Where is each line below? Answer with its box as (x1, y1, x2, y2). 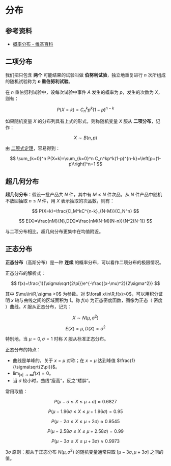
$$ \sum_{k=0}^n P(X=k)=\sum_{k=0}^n (10, 156, 94, 162)
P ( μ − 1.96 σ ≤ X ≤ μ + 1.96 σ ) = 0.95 (48, 408, 123, 415)
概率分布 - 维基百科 (12, 41, 53, 47)
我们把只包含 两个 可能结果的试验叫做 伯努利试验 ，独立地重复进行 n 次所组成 (5, 72, 166, 78)
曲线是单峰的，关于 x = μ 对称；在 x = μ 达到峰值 (12, 357, 116, 364)
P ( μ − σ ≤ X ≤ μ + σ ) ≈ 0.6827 (54, 399, 117, 404)
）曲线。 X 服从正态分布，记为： (5, 303, 72, 309)
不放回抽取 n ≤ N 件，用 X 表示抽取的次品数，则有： (5, 198, 115, 204)
